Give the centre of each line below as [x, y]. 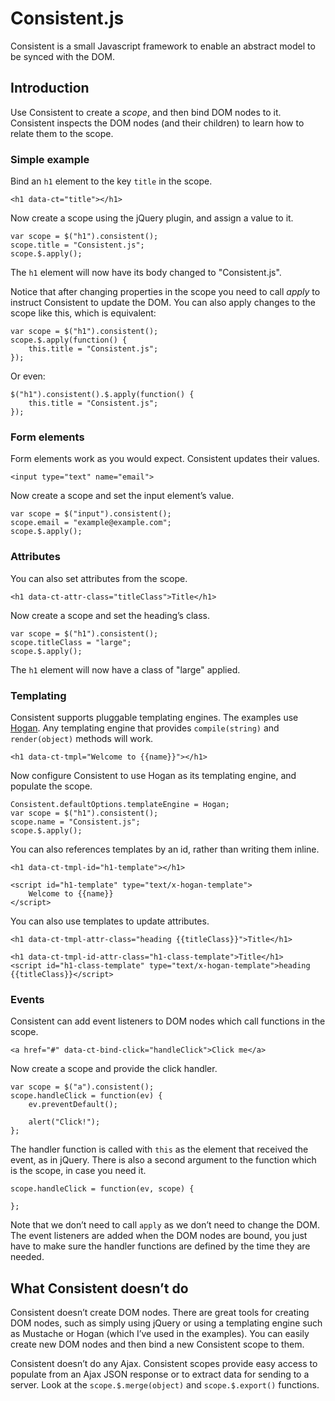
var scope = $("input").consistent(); [91, 514]
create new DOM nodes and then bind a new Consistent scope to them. [157, 1344]
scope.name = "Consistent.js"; [75, 822]
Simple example [50, 159]
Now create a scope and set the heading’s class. [110, 615]
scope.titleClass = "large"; [71, 642]
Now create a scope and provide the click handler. [114, 1069]
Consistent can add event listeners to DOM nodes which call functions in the [168, 1021]
